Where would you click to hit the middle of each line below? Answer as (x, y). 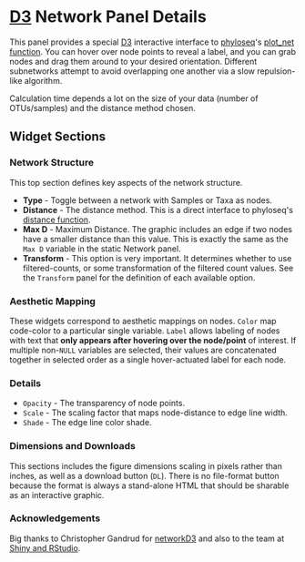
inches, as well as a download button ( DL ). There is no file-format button (144, 475)
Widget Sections (58, 137)
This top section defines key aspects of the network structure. (126, 182)
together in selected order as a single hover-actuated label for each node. (148, 359)
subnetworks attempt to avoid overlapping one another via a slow (132, 71)
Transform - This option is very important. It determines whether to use (157, 258)
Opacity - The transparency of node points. (103, 404)
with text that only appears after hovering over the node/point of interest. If (153, 340)
